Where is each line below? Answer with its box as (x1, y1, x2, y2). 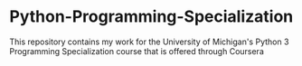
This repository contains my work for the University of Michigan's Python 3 (9, 36, 289, 47)
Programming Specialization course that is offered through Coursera (9, 45, 265, 56)
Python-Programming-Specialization (9, 6, 294, 27)
